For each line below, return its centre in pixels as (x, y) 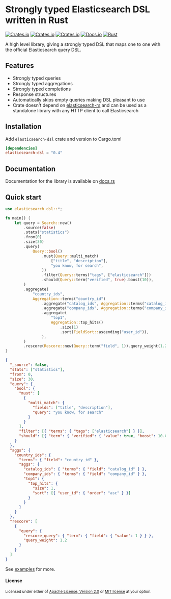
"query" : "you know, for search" (68, 412)
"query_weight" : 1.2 (45, 540)
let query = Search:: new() (43, 223)
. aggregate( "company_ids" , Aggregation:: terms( (93, 308)
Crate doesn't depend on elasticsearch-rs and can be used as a (79, 105)
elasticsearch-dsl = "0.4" (34, 153)
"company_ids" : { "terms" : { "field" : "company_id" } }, (85, 474)
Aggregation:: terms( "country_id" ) (69, 299)
